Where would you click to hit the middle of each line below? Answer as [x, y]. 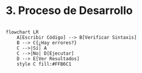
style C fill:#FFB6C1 [44, 64]
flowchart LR [22, 32]
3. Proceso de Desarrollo [69, 11]
